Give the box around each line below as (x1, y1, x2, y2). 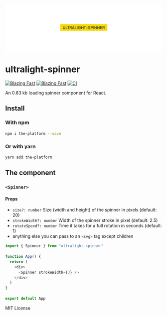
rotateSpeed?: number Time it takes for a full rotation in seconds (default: (12, 223, 162, 229)
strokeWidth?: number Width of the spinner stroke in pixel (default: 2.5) (12, 217, 158, 223)
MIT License (5, 305, 31, 311)
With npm (5, 119, 29, 126)
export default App (5, 296, 46, 301)
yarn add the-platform (5, 155, 52, 160)
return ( (9, 259, 28, 264)
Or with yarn (5, 143, 36, 150)
